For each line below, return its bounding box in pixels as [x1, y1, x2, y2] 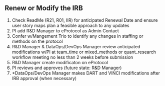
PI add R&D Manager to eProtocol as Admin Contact [11, 27, 119, 34]
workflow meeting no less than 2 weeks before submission [11, 54, 133, 60]
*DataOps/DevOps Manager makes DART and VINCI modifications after [11, 70, 160, 76]
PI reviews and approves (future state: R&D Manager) [11, 65, 122, 71]
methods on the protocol [11, 38, 63, 44]
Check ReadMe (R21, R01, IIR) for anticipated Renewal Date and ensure [11, 17, 158, 23]
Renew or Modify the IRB [4, 4, 83, 12]
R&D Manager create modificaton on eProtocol [11, 59, 108, 65]
